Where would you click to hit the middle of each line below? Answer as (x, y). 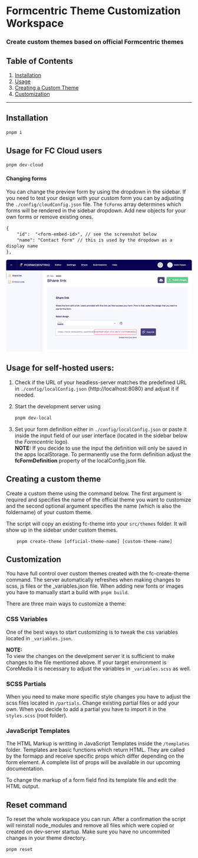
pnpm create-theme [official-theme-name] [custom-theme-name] (95, 541)
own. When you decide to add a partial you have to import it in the (86, 709)
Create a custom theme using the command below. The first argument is (94, 493)
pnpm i (14, 132)
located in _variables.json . (39, 638)
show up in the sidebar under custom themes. (62, 530)
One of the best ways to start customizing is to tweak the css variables (92, 632)
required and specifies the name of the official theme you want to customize (99, 499)
